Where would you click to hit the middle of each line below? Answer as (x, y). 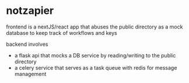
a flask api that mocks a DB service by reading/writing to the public (95, 55)
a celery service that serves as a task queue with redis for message (96, 67)
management (30, 74)
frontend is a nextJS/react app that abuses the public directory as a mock (94, 27)
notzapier (30, 11)
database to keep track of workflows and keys (62, 33)
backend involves (27, 44)
